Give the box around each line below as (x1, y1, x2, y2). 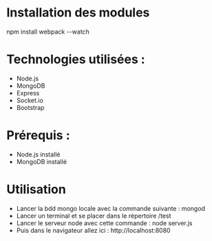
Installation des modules (6, 5, 150, 21)
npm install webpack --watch (6, 27, 90, 36)
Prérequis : (6, 128, 70, 144)
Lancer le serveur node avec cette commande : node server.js (16, 218, 193, 227)
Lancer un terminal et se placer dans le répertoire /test (16, 211, 171, 220)
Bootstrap (16, 103, 45, 111)
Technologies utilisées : (6, 51, 145, 67)
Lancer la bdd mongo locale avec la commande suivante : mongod (16, 204, 206, 212)
